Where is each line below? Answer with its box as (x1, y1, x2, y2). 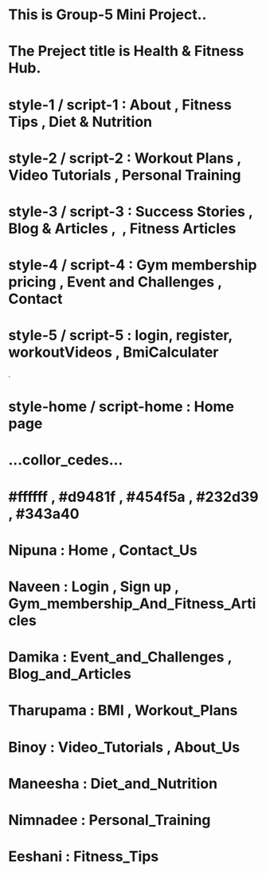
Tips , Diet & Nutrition (8, 113, 153, 131)
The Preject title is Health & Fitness (8, 42, 244, 61)
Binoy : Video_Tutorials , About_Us (8, 738, 241, 756)
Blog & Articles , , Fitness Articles (8, 219, 237, 237)
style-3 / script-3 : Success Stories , (8, 202, 253, 220)
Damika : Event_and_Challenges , (8, 648, 233, 666)
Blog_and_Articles (8, 665, 131, 683)
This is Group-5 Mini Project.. (8, 6, 207, 24)
